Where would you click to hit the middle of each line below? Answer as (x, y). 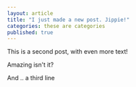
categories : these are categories (56, 26)
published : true (30, 32)
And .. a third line (31, 78)
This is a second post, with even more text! (68, 52)
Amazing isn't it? (30, 65)
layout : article (30, 13)
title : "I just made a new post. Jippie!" (68, 20)
